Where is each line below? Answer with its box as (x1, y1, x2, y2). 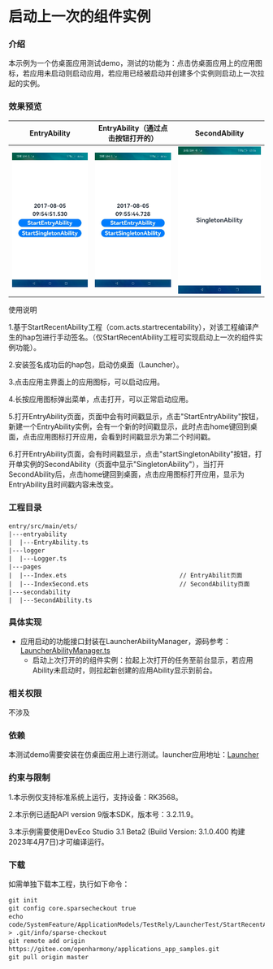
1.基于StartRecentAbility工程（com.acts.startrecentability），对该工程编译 (8, 322, 253, 332)
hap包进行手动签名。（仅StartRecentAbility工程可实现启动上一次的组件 (22, 332, 256, 342)
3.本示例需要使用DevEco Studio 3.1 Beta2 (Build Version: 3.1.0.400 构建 (8, 826, 245, 837)
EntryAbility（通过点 (97, 123, 168, 133)
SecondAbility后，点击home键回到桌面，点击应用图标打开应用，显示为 (8, 469, 245, 479)
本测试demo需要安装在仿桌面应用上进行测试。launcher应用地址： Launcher (8, 750, 259, 759)
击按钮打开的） (108, 133, 158, 143)
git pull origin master (8, 954, 89, 962)
